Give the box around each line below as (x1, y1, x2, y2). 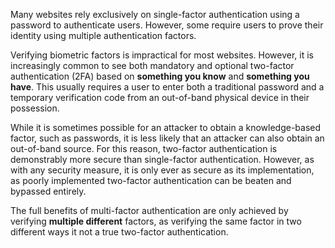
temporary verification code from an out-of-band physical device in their (10, 92, 310, 103)
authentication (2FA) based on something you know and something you (10, 70, 310, 82)
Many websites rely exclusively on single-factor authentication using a (10, 9, 300, 20)
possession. (10, 102, 60, 114)
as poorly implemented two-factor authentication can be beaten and (10, 175, 292, 186)
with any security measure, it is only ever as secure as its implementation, (10, 164, 315, 176)
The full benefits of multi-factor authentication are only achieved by (10, 205, 289, 216)
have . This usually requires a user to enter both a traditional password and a (10, 81, 325, 93)
